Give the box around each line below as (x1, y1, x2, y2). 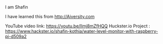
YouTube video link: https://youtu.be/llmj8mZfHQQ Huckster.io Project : (5, 23, 150, 29)
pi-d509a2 (5, 34, 27, 39)
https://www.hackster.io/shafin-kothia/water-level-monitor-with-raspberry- (5, 28, 158, 34)
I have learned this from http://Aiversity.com (5, 14, 95, 19)
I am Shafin (5, 4, 28, 10)
